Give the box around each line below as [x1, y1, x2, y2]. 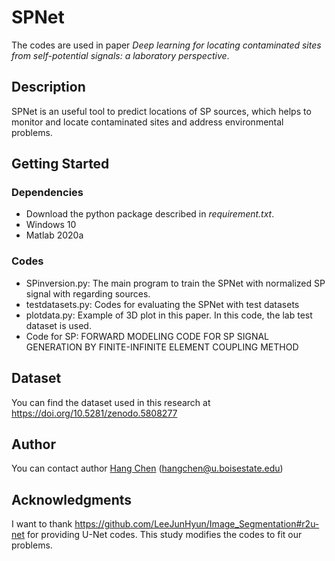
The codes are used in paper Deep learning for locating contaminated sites [11, 39, 322, 51]
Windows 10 [25, 219, 77, 231]
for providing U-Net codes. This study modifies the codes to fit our [26, 529, 303, 541]
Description [11, 79, 86, 96]
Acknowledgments [11, 491, 133, 508]
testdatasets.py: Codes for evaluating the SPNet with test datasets [25, 298, 300, 310]
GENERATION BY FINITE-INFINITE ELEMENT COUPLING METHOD [25, 341, 299, 353]
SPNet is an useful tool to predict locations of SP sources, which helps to [11, 105, 312, 117]
